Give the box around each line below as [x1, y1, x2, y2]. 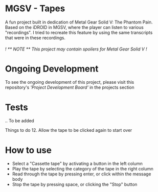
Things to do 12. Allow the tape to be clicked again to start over [5, 127, 132, 133]
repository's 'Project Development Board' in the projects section [5, 84, 135, 91]
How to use [5, 144, 52, 156]
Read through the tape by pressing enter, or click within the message [12, 171, 152, 177]
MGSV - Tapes [5, 3, 65, 14]
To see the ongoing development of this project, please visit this [5, 79, 135, 85]
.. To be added [5, 118, 34, 124]
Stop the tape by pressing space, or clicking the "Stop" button [12, 182, 138, 188]
